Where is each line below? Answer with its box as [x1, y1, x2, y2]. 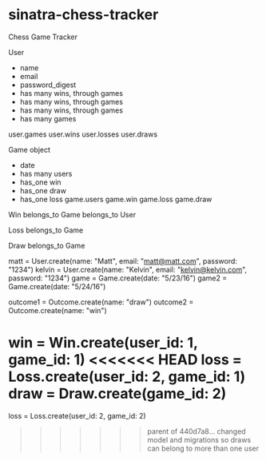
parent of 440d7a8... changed [147, 426, 246, 436]
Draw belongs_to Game [8, 240, 85, 250]
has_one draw [19, 185, 66, 195]
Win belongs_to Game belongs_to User [8, 209, 137, 219]
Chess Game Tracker [8, 32, 78, 42]
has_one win [19, 177, 62, 187]
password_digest [19, 80, 77, 89]
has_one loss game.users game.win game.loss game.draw [19, 194, 212, 204]
